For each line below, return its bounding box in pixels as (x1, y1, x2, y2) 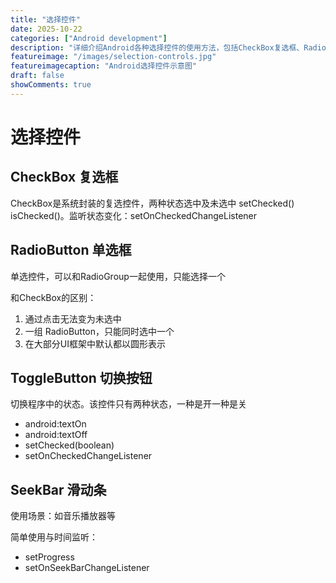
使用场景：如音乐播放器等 (10, 510, 116, 522)
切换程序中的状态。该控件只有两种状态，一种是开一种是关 (10, 398, 247, 410)
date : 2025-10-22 (10, 24, 83, 34)
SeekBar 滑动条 (10, 481, 107, 498)
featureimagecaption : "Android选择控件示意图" (10, 61, 198, 71)
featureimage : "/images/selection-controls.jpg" (10, 52, 217, 62)
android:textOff (24, 429, 88, 441)
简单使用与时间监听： (10, 531, 98, 543)
